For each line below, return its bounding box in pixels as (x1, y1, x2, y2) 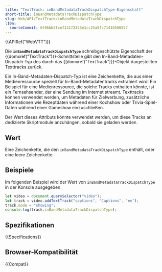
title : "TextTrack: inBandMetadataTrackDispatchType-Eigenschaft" (5, 7, 143, 12)
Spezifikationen (5, 221, 55, 229)
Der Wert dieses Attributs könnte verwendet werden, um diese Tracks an (5, 114, 152, 120)
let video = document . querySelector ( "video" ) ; (5, 194, 102, 198)
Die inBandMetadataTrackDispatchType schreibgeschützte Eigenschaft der (5, 49, 153, 54)
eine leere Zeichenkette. (5, 151, 54, 157)
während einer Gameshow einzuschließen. (18, 105, 104, 111)
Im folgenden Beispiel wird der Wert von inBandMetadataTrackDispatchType (5, 179, 155, 185)
